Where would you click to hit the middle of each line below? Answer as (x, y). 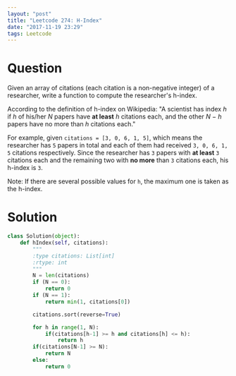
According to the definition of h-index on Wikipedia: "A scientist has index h (117, 109)
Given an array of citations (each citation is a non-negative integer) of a (111, 88)
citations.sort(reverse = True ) (77, 315)
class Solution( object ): (44, 236)
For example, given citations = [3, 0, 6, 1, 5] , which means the (105, 138)
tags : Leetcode (30, 34)
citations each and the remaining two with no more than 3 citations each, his (118, 160)
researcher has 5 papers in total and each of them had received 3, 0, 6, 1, (118, 145)
